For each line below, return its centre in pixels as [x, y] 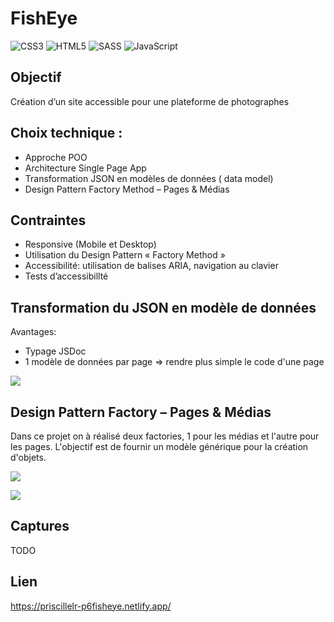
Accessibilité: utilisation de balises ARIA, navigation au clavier [151, 266]
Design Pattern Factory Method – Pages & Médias [127, 189]
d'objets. [28, 457]
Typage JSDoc [55, 351]
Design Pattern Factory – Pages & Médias [141, 412]
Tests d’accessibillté [66, 276]
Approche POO [56, 157]
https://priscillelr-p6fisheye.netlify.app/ [91, 606]
